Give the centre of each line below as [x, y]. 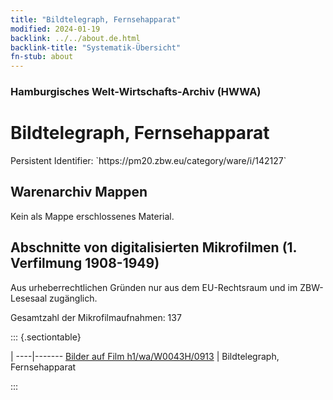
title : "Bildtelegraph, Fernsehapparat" [96, 19]
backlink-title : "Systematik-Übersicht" [96, 47]
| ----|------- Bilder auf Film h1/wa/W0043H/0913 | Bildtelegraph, [145, 356]
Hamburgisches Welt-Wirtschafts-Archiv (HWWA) [136, 92]
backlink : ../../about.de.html [75, 38]
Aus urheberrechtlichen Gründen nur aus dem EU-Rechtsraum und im [154, 287]
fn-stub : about [42, 57]
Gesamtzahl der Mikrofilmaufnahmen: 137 [96, 317]
